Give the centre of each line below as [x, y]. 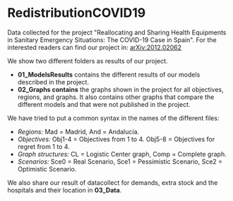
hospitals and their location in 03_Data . [65, 190]
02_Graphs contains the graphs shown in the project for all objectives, [120, 89]
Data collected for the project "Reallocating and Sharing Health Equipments [117, 32]
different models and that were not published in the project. [104, 104]
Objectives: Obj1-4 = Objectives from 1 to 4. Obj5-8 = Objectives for [116, 139]
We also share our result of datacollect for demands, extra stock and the [113, 182]
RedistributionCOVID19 [77, 13]
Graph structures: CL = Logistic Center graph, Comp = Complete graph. [122, 154]
